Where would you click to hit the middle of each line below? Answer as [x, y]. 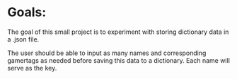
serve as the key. [32, 68]
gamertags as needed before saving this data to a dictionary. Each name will [118, 60]
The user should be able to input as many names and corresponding [107, 53]
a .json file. [23, 39]
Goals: [27, 12]
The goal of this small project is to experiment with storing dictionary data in [118, 32]
